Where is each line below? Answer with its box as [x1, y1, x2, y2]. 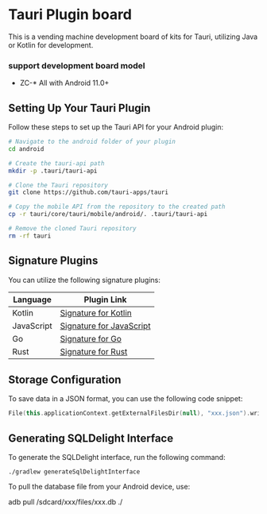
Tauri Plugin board [8, 6, 133, 24]
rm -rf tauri [8, 232, 52, 240]
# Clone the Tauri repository [8, 181, 109, 189]
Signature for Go [60, 333, 122, 344]
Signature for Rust [60, 346, 128, 357]
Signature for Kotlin [60, 307, 133, 319]
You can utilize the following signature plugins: [8, 275, 161, 284]
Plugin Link [83, 294, 127, 305]
